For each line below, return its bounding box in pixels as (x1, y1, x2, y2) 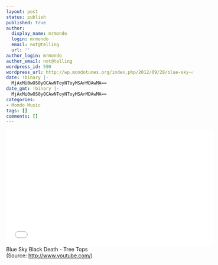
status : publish (6, 14, 46, 20)
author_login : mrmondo (6, 53, 62, 59)
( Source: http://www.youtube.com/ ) (6, 252, 93, 259)
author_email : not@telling (6, 58, 73, 64)
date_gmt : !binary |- (6, 86, 60, 92)
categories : (6, 96, 35, 102)
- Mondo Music (6, 102, 41, 108)
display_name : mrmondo (11, 31, 67, 37)
